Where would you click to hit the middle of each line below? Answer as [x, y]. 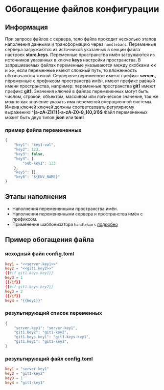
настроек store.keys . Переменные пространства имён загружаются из [80, 55]
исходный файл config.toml [40, 254]
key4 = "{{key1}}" [24, 300]
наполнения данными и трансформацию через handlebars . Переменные [81, 44]
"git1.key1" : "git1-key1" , [41, 342]
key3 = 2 [14, 291]
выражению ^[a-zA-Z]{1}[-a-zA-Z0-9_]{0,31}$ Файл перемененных [76, 112]
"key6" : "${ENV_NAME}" [37, 177]
